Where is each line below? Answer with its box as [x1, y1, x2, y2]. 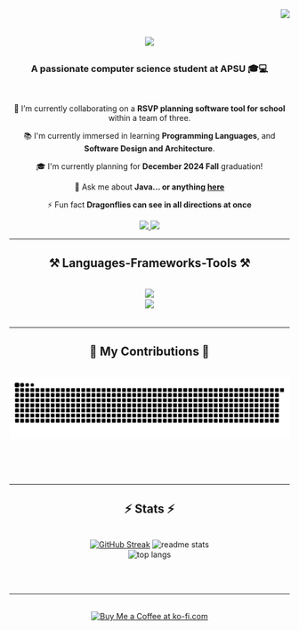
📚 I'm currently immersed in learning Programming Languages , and [23, 131, 276, 141]
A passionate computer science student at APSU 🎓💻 [30, 62, 269, 75]
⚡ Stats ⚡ [124, 502, 175, 517]
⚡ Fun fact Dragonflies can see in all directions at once [47, 199, 252, 210]
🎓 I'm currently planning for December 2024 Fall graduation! [36, 161, 263, 172]
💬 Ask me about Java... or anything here [74, 182, 225, 192]
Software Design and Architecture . [84, 143, 215, 154]
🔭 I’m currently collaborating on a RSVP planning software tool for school [13, 103, 286, 114]
